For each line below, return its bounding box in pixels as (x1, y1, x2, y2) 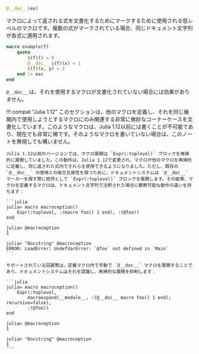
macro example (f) (6, 43, 49, 50)
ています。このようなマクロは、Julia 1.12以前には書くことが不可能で (21, 123, 188, 130)
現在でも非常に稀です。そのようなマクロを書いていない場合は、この (16, 130, 182, 138)
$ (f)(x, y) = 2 (27, 66, 65, 72)
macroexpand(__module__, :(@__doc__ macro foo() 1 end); (27, 295, 171, 301)
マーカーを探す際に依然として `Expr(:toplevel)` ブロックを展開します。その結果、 (6, 176, 189, 182)
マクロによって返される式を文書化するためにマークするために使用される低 (6, 17, 188, 24)
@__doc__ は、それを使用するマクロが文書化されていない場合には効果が (6, 88, 180, 95)
